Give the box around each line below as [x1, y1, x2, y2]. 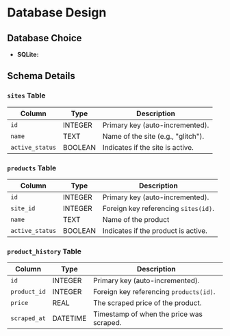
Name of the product [102, 214, 170, 224]
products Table [7, 163, 57, 172]
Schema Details [7, 70, 75, 82]
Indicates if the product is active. [102, 225, 207, 235]
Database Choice [7, 32, 82, 44]
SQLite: [16, 50, 39, 58]
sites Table [7, 91, 46, 100]
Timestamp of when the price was [93, 309, 203, 319]
